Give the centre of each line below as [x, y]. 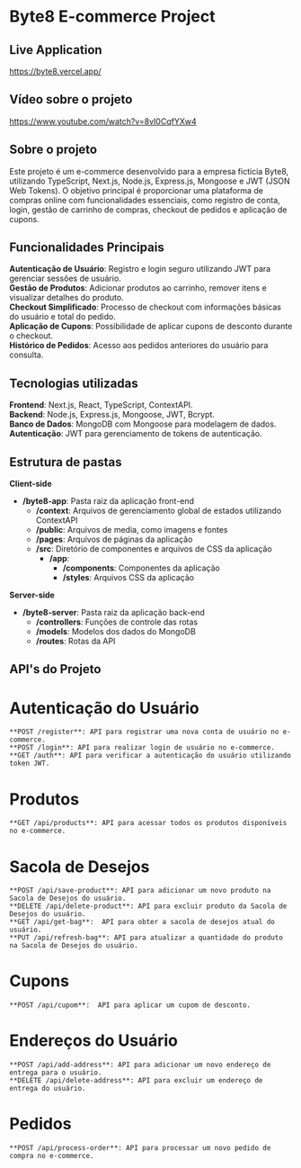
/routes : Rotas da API [75, 642]
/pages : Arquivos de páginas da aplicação [114, 539]
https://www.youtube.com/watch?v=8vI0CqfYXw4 [103, 121]
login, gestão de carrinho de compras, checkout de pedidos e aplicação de [148, 210]
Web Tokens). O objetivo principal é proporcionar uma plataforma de [136, 190]
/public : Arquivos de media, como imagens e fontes [132, 530]
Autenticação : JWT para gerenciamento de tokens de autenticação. [136, 434]
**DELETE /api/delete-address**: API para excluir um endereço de [136, 1081]
